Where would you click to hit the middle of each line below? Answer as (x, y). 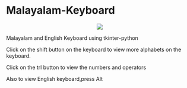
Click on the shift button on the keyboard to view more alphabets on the (94, 49)
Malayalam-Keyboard (61, 10)
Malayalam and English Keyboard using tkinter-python (72, 38)
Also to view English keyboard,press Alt (54, 78)
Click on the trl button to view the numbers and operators (76, 67)
